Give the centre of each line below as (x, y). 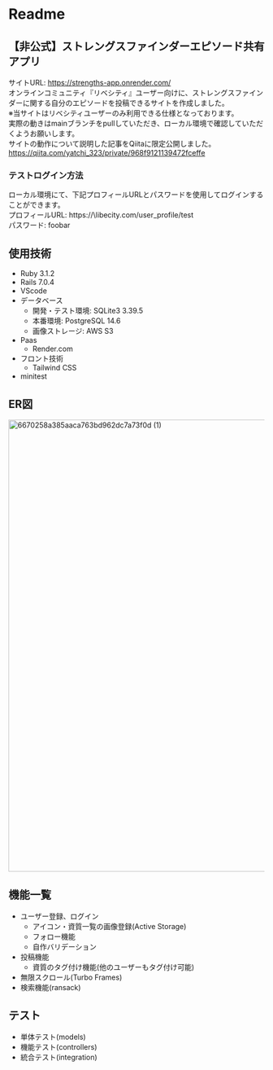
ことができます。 (37, 205)
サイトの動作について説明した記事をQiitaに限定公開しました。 (112, 144)
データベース (41, 300)
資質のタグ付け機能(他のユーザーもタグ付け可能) (113, 967)
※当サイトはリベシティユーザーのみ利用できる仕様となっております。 (123, 113)
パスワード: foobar (39, 226)
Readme (37, 14)
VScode (33, 291)
